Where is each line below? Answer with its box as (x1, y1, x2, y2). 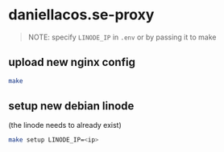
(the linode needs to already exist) (8, 121, 122, 130)
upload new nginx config (8, 55, 135, 69)
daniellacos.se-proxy (8, 6, 155, 24)
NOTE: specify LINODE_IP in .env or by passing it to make (27, 32, 217, 42)
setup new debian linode (8, 99, 135, 113)
